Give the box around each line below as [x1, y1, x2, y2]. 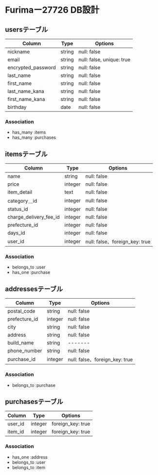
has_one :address [12, 454, 48, 460]
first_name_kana [7, 96, 45, 102]
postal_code [7, 308, 35, 315]
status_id [7, 206, 28, 212]
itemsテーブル [5, 150, 48, 158]
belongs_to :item [12, 464, 46, 470]
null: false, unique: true [78, 57, 130, 63]
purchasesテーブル [5, 398, 63, 406]
